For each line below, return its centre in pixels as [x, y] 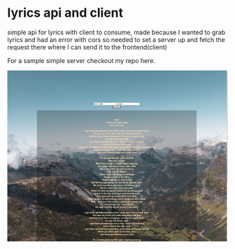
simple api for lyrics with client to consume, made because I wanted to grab [116, 32]
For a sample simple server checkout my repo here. [81, 60]
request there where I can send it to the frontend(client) [87, 47]
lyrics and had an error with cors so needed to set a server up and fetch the [116, 39]
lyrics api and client [65, 13]
